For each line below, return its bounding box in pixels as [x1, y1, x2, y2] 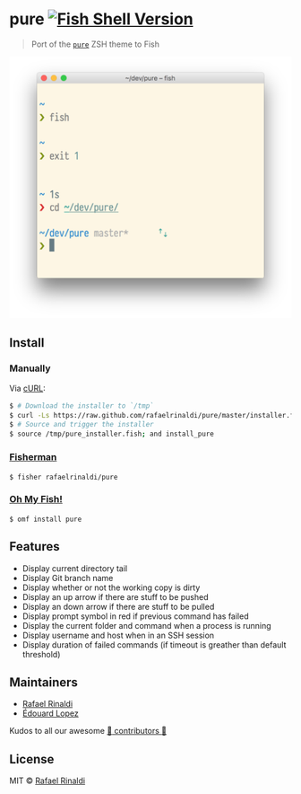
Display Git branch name [21, 572, 114, 583]
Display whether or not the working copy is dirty [21, 582, 201, 593]
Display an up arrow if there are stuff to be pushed [21, 591, 209, 602]
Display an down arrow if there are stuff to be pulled [21, 601, 215, 612]
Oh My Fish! [9, 493, 63, 506]
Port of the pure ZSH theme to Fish [30, 39, 159, 49]
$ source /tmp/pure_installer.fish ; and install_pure [9, 429, 215, 439]
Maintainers [9, 675, 79, 691]
